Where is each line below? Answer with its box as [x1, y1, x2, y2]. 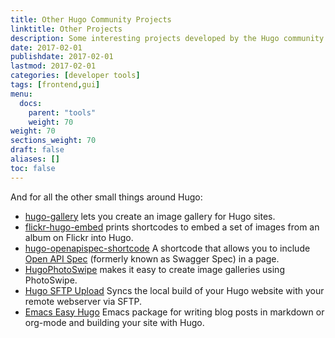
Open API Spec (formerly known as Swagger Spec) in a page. [24, 252, 280, 265]
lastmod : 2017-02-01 [10, 61, 97, 71]
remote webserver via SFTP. [24, 295, 142, 307]
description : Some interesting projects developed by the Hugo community [10, 33, 325, 43]
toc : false [10, 163, 56, 173]
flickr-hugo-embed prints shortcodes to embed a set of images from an [24, 221, 320, 233]
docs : [19, 98, 43, 108]
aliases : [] [10, 154, 60, 164]
